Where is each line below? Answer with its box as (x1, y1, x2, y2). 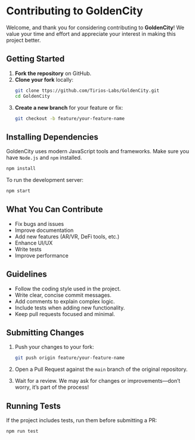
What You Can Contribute (6, 204, 103, 215)
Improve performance (14, 252, 69, 259)
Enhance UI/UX (14, 239, 53, 246)
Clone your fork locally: (14, 76, 73, 83)
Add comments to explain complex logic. (14, 298, 115, 305)
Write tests (14, 246, 42, 253)
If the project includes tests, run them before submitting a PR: (6, 417, 157, 424)
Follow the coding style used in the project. (14, 285, 121, 292)
